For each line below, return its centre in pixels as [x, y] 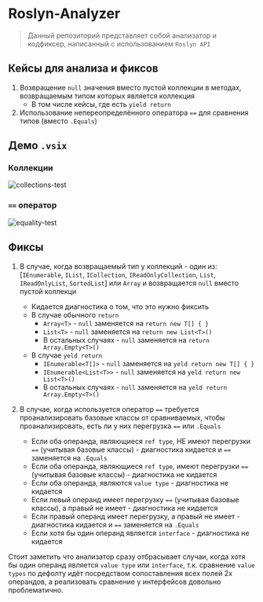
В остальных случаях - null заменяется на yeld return [135, 387]
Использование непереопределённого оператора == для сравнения [134, 112]
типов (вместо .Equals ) [58, 121]
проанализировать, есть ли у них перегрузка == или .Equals [120, 426]
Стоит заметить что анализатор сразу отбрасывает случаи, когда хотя [127, 556]
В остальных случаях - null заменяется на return [126, 340]
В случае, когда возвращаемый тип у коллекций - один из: [118, 266]
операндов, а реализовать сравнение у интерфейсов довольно [115, 582]
